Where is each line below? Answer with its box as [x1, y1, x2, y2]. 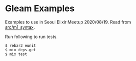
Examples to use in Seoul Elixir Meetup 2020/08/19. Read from [5, 19, 131, 25]
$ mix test [5, 52, 27, 57]
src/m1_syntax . [5, 24, 35, 30]
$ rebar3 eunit [5, 43, 36, 48]
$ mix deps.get [5, 47, 36, 52]
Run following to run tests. [5, 34, 58, 40]
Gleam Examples [5, 3, 75, 14]
